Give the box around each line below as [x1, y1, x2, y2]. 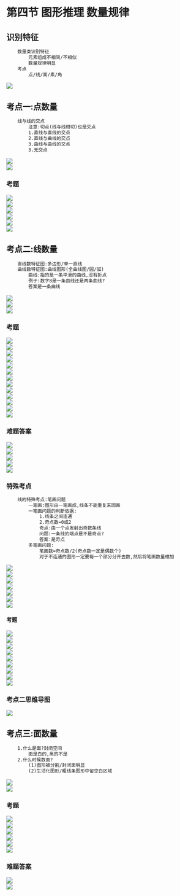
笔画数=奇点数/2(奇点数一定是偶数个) [39, 548, 122, 554]
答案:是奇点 [39, 536, 66, 542]
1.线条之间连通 [39, 513, 72, 520]
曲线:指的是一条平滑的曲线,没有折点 [28, 272, 107, 278]
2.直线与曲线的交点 [28, 135, 70, 141]
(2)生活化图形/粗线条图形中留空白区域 [28, 768, 113, 774]
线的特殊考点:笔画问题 [17, 496, 66, 502]
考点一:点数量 [6, 101, 58, 112]
